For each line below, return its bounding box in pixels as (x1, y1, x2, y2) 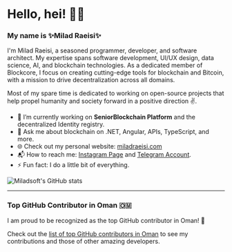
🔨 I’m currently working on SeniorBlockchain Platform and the (17, 113, 195, 122)
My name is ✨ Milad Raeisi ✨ (7, 31, 101, 41)
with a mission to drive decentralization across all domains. (7, 76, 175, 84)
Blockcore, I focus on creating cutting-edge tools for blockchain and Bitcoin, (7, 68, 224, 77)
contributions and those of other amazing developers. (7, 237, 160, 245)
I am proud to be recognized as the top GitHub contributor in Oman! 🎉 (7, 216, 205, 224)
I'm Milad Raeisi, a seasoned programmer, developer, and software (7, 46, 197, 55)
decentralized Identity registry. (17, 120, 105, 128)
